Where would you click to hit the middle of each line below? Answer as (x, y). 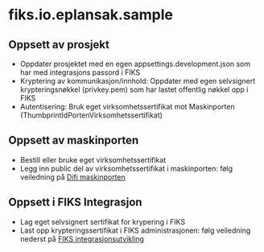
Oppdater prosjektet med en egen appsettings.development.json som (135, 64)
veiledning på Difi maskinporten (73, 177)
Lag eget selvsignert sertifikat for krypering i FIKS (103, 221)
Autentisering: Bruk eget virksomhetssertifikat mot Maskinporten (127, 107)
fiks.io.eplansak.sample (91, 15)
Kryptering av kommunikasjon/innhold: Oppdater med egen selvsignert (138, 81)
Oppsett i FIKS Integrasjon (75, 202)
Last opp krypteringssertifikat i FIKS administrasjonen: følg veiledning (135, 230)
